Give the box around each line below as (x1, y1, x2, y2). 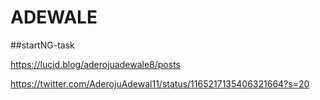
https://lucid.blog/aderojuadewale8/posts (10, 58, 181, 70)
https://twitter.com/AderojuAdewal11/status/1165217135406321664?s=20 (10, 77, 310, 90)
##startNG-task (10, 39, 75, 51)
